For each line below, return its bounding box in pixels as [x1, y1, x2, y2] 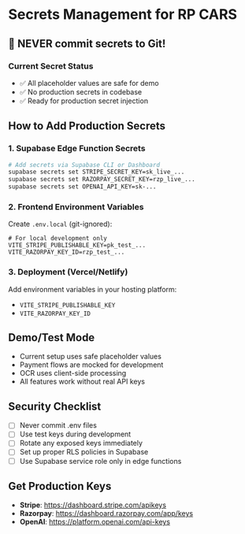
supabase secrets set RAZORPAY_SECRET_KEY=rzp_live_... [8, 176, 195, 184]
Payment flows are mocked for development [19, 360, 164, 369]
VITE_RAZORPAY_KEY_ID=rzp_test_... [8, 248, 125, 257]
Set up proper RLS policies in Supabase [19, 447, 149, 457]
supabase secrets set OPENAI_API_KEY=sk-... [8, 183, 157, 191]
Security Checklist [8, 399, 102, 413]
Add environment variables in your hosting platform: [8, 284, 177, 294]
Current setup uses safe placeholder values [19, 352, 161, 362]
